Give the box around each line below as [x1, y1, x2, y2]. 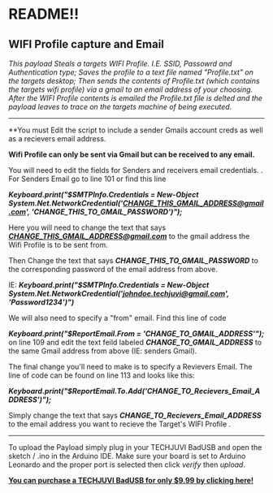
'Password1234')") [8, 297, 75, 307]
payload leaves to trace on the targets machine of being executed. [8, 102, 232, 111]
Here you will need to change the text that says [8, 223, 167, 232]
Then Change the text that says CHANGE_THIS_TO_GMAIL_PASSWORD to [8, 256, 258, 265]
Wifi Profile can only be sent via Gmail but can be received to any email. [8, 149, 255, 159]
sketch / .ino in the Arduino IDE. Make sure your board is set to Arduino [8, 452, 246, 461]
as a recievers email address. [8, 134, 106, 143]
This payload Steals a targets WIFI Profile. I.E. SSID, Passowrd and [8, 58, 232, 68]
